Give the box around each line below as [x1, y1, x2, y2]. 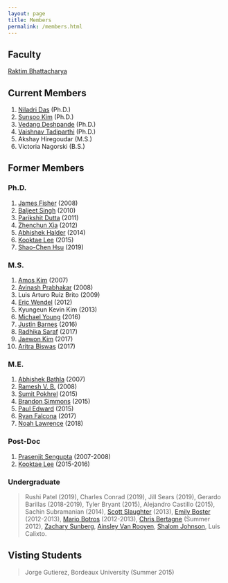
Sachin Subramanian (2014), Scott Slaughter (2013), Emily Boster [24, 507, 211, 516]
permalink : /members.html [8, 23, 82, 30]
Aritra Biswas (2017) [17, 342, 76, 350]
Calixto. [24, 529, 47, 537]
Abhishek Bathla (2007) [17, 375, 86, 384]
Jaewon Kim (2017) [17, 334, 73, 343]
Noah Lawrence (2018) [17, 420, 84, 428]
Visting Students [8, 550, 82, 562]
